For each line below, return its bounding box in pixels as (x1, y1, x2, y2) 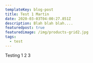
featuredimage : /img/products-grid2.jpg (5, 30, 89, 35)
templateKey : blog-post (5, 7, 54, 12)
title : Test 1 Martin (5, 12, 49, 17)
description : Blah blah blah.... (5, 21, 73, 26)
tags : (5, 35, 16, 40)
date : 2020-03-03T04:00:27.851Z (5, 16, 71, 21)
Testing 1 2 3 (5, 52, 31, 58)
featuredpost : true (5, 25, 45, 30)
